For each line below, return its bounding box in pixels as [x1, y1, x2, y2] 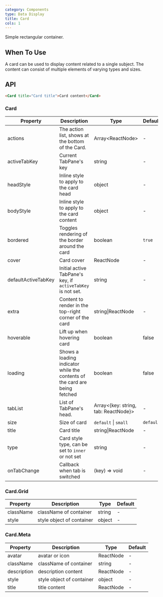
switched [59, 474, 80, 480]
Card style [59, 435, 83, 442]
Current [59, 152, 77, 159]
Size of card [59, 419, 87, 426]
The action [59, 126, 84, 133]
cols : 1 [5, 20, 21, 26]
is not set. [59, 288, 81, 295]
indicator [59, 360, 80, 367]
